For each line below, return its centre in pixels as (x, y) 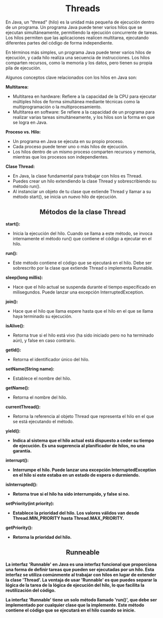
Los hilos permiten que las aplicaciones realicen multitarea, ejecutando (77, 38)
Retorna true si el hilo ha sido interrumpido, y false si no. (71, 494)
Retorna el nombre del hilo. (40, 397)
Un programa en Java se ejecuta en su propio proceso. (68, 141)
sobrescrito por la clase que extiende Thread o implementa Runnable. (83, 268)
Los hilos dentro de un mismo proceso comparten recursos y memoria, (84, 152)
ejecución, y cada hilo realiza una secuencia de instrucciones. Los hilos (78, 57)
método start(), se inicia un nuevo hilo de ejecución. (65, 197)
